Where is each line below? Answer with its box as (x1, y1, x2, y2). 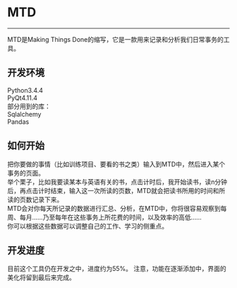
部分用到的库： (7, 102, 51, 110)
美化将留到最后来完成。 (7, 273, 75, 282)
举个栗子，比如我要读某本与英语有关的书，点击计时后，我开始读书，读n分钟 (7, 178, 228, 186)
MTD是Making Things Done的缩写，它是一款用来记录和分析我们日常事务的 (7, 35, 224, 43)
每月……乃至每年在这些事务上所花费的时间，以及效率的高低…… (19, 213, 202, 221)
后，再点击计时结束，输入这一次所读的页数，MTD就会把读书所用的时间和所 (7, 186, 226, 195)
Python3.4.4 (7, 86, 44, 94)
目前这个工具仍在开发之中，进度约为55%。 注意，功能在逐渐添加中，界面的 (7, 265, 227, 273)
